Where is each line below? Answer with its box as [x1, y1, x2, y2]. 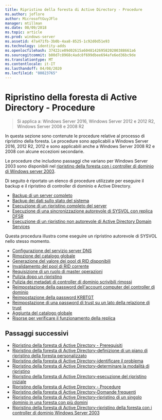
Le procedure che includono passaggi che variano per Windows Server [5, 158, 148, 164]
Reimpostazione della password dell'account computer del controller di [12, 284, 155, 290]
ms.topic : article [5, 30, 42, 35]
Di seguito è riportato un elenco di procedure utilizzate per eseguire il [5, 178, 144, 184]
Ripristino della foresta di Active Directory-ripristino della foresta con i [12, 404, 152, 410]
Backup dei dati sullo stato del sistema [12, 197, 90, 203]
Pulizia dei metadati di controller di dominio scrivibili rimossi [12, 279, 132, 285]
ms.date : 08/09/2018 [5, 25, 47, 30]
